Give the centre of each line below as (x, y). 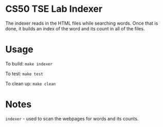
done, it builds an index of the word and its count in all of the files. (75, 28)
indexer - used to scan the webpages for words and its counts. (72, 118)
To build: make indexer (29, 63)
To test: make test (24, 74)
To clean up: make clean (31, 83)
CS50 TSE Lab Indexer (54, 9)
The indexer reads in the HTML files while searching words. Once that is (82, 23)
